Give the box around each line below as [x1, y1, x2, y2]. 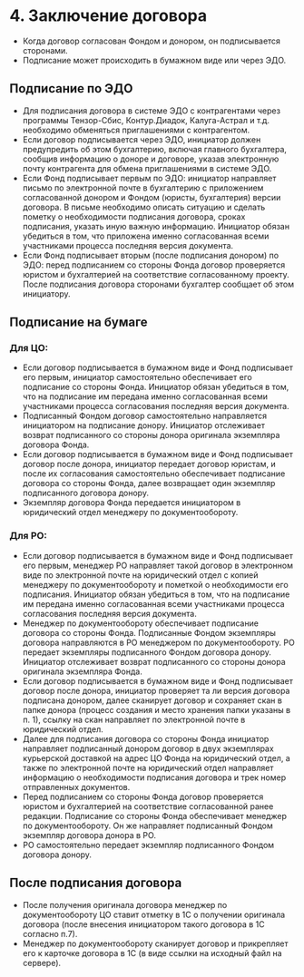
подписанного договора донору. [22, 487, 150, 499]
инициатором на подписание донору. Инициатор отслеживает [22, 420, 266, 431]
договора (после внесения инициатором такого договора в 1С [22, 918, 265, 930]
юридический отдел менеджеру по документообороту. [22, 507, 239, 518]
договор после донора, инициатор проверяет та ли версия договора [22, 685, 290, 696]
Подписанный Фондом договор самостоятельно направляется [22, 410, 268, 422]
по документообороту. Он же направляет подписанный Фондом [22, 820, 274, 831]
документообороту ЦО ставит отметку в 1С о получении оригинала [22, 909, 286, 920]
